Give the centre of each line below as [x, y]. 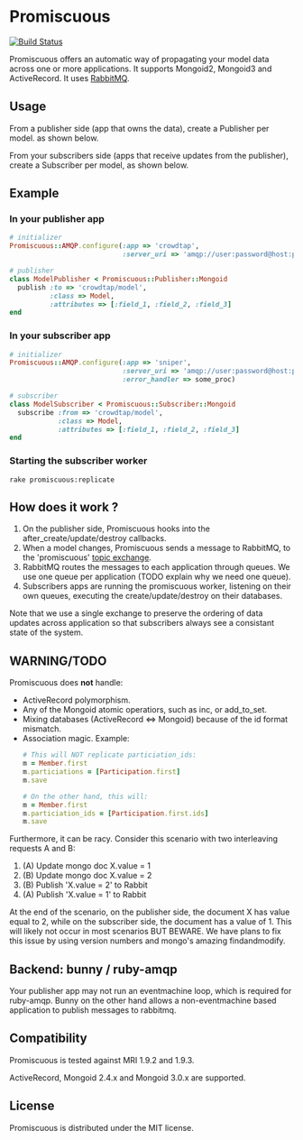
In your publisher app [57, 219]
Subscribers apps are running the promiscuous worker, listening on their [156, 586]
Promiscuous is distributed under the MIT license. [101, 1127]
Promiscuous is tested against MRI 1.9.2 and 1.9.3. [102, 1060]
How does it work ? [64, 507]
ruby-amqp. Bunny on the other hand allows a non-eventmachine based [143, 1001]
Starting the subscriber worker [78, 461]
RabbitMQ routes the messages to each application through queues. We [156, 567]
